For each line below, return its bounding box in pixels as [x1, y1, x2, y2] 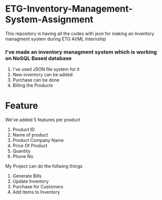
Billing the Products [12, 82, 53, 88]
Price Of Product [12, 142, 48, 149]
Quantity [12, 148, 31, 154]
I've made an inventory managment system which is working [5, 48, 157, 56]
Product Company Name [12, 137, 64, 143]
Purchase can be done [12, 77, 59, 83]
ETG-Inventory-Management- [5, 3, 133, 15]
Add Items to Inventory [12, 189, 60, 195]
